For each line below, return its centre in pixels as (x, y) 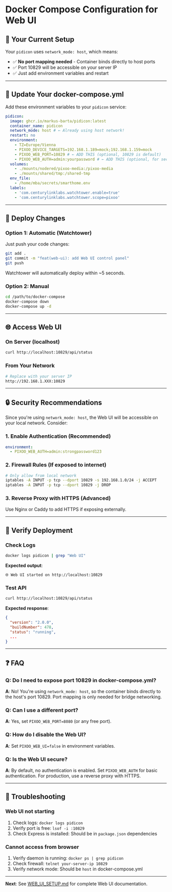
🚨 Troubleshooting (35, 797)
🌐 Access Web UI (34, 327)
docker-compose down (27, 302)
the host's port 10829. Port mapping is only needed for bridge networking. (84, 697)
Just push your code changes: (37, 244)
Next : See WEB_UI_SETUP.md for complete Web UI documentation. (77, 884)
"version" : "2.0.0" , (32, 623)
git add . (16, 254)
